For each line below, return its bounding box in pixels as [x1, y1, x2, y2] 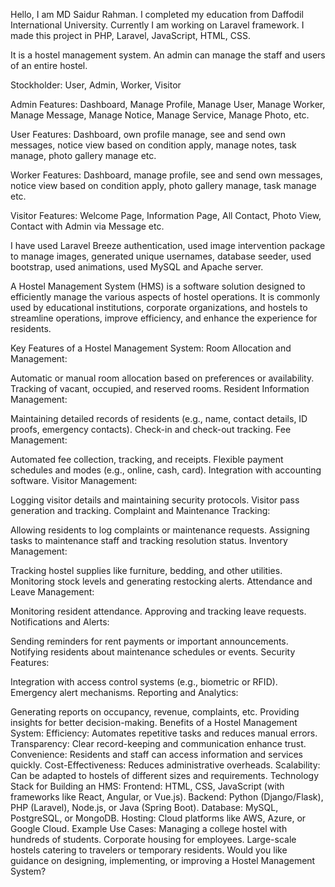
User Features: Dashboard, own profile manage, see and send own [10, 129, 286, 140]
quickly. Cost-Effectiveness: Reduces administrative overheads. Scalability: [10, 759, 321, 771]
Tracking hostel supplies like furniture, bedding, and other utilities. [10, 565, 283, 576]
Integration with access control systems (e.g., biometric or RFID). [10, 676, 278, 688]
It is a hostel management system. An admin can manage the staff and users [10, 49, 326, 61]
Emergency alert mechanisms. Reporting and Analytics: [10, 687, 239, 698]
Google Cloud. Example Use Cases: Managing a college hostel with [10, 823, 288, 834]
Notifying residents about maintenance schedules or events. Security [10, 646, 296, 658]
